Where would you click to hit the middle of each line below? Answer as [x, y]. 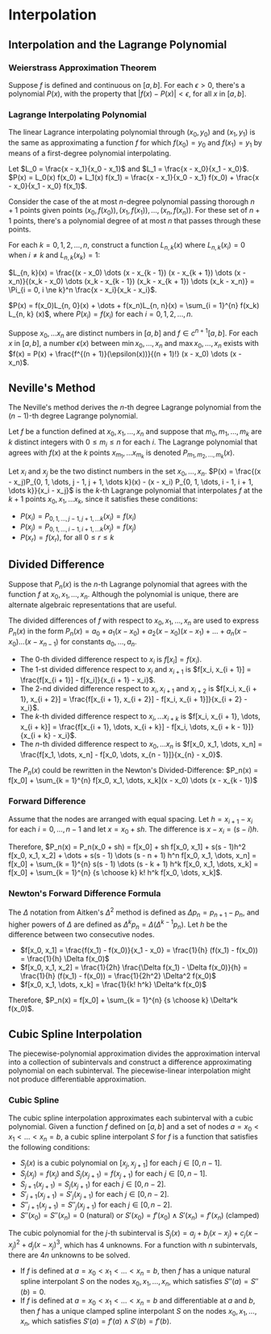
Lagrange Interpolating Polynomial [77, 115]
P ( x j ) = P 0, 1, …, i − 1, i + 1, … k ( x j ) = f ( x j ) [78, 527]
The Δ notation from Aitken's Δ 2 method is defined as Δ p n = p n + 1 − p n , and [134, 912]
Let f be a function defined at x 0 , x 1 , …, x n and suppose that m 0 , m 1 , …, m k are [135, 432]
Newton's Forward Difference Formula [85, 894]
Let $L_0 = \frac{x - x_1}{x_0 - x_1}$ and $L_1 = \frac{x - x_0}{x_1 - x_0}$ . [129, 169]
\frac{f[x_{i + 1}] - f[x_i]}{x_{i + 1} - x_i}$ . [88, 680]
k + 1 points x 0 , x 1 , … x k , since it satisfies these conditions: [103, 500]
